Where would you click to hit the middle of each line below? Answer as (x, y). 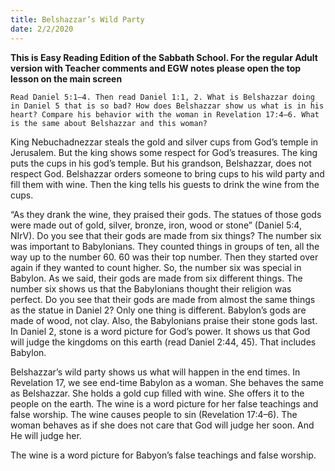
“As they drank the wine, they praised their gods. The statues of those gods (166, 214)
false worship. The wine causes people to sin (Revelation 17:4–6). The (154, 414)
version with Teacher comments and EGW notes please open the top (156, 68)
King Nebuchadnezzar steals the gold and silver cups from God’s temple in (164, 142)
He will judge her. (46, 435)
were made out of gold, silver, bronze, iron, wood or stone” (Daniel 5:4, (156, 225)
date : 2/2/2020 (42, 29)
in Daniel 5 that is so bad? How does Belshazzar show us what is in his (167, 106)
